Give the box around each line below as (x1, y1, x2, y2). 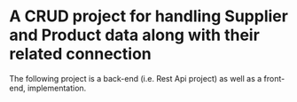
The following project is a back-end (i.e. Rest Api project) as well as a (9, 73, 262, 83)
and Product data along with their (9, 25, 260, 45)
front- (263, 73, 285, 83)
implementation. (27, 82, 87, 93)
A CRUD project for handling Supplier (9, 6, 288, 27)
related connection (9, 44, 152, 64)
